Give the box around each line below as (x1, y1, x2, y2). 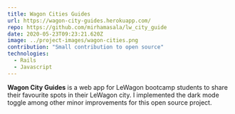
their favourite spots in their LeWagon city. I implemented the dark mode (7, 90, 219, 99)
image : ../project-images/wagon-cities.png (7, 37, 139, 44)
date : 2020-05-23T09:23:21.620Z (7, 30, 103, 38)
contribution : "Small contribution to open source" (7, 43, 164, 51)
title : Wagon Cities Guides (7, 10, 91, 18)
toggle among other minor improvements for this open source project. (7, 98, 212, 107)
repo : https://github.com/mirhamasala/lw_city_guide (7, 24, 167, 31)
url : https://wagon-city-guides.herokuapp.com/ (7, 17, 152, 24)
